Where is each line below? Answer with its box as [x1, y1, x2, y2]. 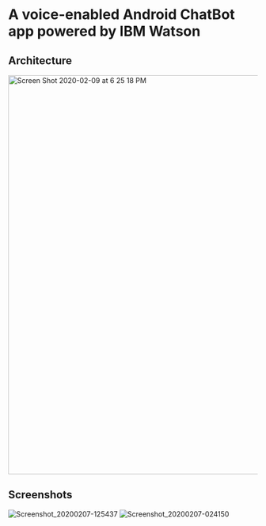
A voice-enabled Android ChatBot [8, 6, 235, 24]
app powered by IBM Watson [8, 22, 201, 40]
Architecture [8, 54, 73, 67]
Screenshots [8, 488, 73, 501]
